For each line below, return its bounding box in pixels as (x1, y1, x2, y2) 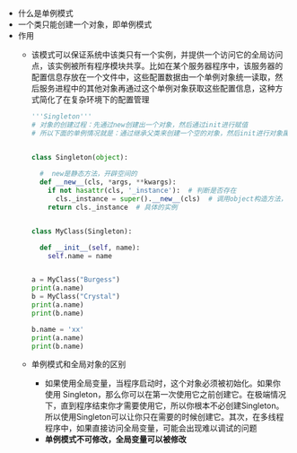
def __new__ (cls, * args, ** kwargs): (39, 178, 177, 187)
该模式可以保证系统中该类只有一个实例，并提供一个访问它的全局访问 (31, 49, 284, 60)
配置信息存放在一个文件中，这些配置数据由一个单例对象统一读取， (31, 72, 275, 83)
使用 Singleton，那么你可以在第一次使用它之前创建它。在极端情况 (44, 389, 287, 400)
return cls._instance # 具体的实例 (48, 203, 178, 212)
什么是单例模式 (17, 8, 74, 18)
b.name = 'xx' (31, 325, 84, 334)
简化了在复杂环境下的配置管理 (39, 94, 150, 105)
